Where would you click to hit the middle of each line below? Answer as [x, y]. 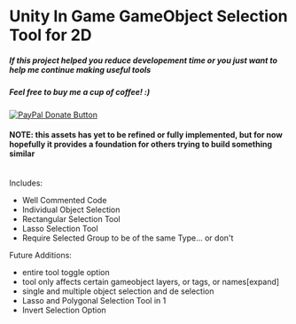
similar [22, 154]
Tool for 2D [51, 35]
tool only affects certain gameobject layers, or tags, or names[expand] [151, 281]
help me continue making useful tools [80, 69]
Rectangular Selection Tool [71, 218]
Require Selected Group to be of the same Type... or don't [128, 238]
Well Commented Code [64, 200]
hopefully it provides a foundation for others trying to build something [141, 145]
